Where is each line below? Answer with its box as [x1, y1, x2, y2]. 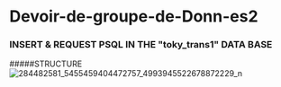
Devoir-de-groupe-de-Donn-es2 [9, 6, 258, 27]
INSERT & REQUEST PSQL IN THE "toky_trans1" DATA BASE [9, 39, 273, 51]
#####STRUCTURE [9, 58, 83, 69]
